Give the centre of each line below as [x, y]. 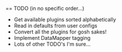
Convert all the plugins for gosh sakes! [60, 32]
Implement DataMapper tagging [52, 38]
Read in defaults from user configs [55, 26]
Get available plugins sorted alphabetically [65, 19]
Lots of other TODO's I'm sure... [52, 44]
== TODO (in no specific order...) [45, 8]
